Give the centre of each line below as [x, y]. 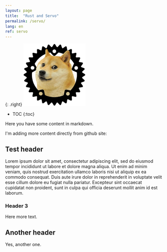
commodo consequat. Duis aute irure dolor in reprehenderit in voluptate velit [83, 177]
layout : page [19, 10]
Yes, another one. [23, 245]
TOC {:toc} [23, 114]
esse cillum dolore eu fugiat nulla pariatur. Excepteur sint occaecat [74, 182]
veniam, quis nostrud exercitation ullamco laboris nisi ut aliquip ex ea [76, 172]
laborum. [14, 193]
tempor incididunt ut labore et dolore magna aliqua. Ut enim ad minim [76, 166]
